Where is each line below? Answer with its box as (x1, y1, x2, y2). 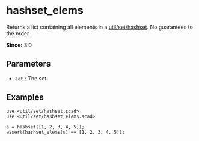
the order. (6, 29, 31, 37)
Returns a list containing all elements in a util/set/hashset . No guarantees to (6, 23, 194, 31)
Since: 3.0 (6, 41, 32, 49)
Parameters (6, 59, 51, 69)
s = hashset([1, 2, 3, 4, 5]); (6, 124, 85, 130)
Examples (6, 92, 44, 103)
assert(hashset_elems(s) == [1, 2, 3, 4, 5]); (6, 129, 125, 135)
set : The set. (14, 74, 48, 82)
